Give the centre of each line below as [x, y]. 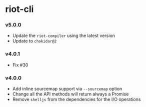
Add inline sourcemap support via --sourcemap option [67, 89]
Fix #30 [20, 65]
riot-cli [19, 9]
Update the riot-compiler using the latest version [63, 35]
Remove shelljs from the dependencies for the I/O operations [76, 99]
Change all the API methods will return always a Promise [70, 94]
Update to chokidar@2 [34, 41]
